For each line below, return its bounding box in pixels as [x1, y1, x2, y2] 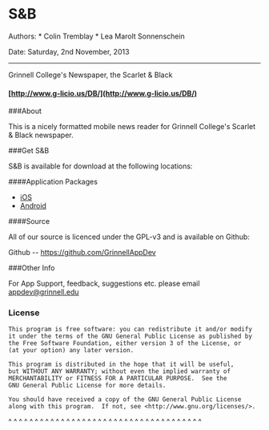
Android [19, 201, 46, 211]
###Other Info [8, 263, 55, 273]
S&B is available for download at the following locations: [8, 161, 193, 171]
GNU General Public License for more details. [8, 382, 167, 390]
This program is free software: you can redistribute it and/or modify [8, 326, 252, 334]
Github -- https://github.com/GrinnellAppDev [8, 248, 156, 258]
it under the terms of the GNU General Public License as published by [8, 332, 252, 341]
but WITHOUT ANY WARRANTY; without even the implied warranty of [8, 367, 231, 375]
